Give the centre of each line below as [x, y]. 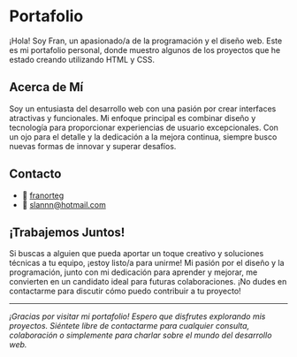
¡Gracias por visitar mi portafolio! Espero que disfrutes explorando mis [137, 316]
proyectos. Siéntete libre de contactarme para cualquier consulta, [129, 326]
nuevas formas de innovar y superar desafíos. [93, 146]
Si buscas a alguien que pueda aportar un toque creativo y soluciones [137, 254]
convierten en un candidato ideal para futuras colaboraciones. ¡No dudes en [148, 282]
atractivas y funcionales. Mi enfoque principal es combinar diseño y [133, 118]
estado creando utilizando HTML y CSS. [82, 59]
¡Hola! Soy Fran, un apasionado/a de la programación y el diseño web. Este [146, 41]
